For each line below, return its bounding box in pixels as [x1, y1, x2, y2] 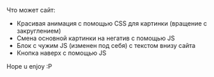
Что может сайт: [6, 6, 56, 14]
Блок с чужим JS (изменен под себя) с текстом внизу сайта [16, 42, 196, 49]
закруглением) [16, 27, 62, 35]
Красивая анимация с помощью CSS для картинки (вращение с [16, 19, 208, 27]
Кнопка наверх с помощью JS [16, 49, 107, 57]
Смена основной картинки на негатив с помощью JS [16, 34, 175, 42]
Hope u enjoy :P [6, 62, 53, 70]
